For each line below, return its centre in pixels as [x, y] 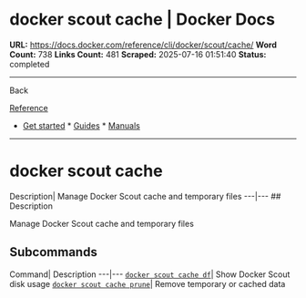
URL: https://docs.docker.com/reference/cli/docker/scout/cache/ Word [143, 45]
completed [30, 64]
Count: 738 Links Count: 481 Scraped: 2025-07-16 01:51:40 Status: [138, 54]
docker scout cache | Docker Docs [143, 20]
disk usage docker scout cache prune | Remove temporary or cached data [148, 283]
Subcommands [53, 252]
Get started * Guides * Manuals [82, 125]
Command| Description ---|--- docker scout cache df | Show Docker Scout [150, 274]
